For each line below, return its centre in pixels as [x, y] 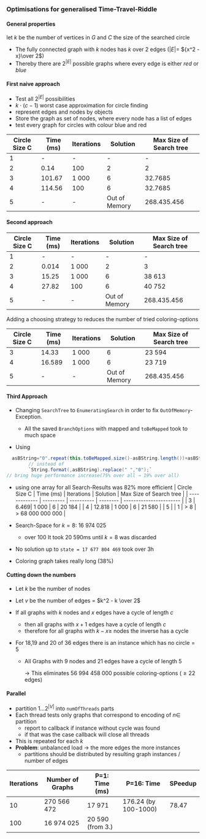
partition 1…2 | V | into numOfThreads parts [65, 708]
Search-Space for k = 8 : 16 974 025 [61, 525]
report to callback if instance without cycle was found [92, 728]
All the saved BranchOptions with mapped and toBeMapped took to [106, 429]
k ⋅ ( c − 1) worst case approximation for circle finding [82, 105]
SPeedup [183, 783]
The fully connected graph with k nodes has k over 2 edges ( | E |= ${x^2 [105, 49]
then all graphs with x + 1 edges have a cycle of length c [95, 624]
